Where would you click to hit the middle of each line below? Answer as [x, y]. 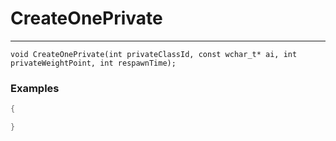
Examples [35, 88]
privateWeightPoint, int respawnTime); [93, 63]
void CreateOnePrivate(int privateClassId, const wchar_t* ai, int [154, 54]
